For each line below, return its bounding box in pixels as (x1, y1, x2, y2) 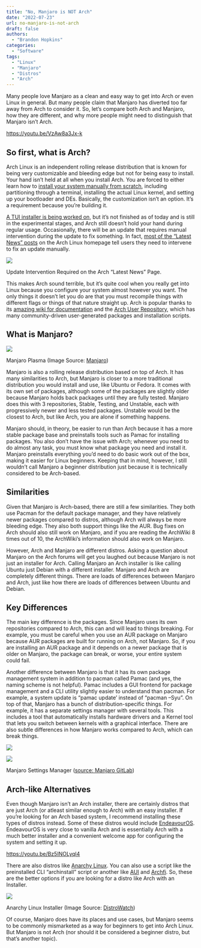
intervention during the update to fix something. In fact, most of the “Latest (6, 232, 191, 240)
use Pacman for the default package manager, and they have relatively (6, 510, 181, 517)
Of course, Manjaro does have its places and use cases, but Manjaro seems (6, 916, 194, 923)
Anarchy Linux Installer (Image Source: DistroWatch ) (6, 904, 136, 911)
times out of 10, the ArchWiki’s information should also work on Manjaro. (6, 535, 185, 542)
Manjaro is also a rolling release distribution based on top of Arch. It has (6, 368, 184, 375)
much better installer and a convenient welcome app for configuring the (6, 832, 184, 840)
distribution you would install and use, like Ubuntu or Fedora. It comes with (6, 381, 191, 388)
